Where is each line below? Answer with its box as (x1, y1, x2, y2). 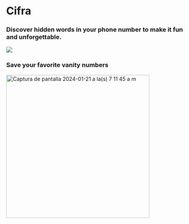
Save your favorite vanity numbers (6, 61, 109, 69)
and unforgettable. (6, 33, 62, 41)
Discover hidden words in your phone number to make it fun (6, 26, 184, 34)
